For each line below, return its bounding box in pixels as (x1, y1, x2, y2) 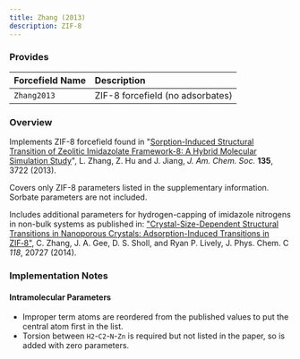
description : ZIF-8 (9, 21, 82, 30)
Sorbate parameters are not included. (9, 192, 148, 202)
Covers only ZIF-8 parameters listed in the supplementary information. (9, 183, 270, 193)
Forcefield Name (13, 73, 87, 86)
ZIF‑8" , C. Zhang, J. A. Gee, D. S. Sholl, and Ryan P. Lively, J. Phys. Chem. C (9, 238, 289, 249)
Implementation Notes (9, 269, 109, 282)
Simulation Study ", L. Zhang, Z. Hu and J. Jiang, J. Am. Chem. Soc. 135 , (9, 156, 274, 167)
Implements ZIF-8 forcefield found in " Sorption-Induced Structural (9, 136, 254, 148)
